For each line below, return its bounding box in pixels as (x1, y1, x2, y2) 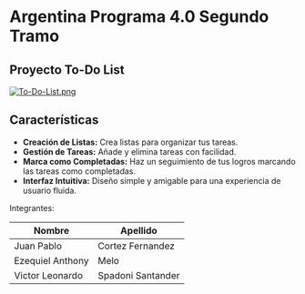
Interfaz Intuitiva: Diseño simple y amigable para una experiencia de (22, 175, 281, 186)
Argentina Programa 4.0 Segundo (9, 6, 269, 27)
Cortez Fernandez (97, 239, 176, 252)
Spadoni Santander (97, 269, 180, 281)
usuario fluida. (22, 185, 77, 196)
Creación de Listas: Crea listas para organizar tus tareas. (22, 137, 239, 147)
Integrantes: (9, 202, 55, 213)
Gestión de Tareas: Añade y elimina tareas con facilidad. (22, 146, 237, 157)
